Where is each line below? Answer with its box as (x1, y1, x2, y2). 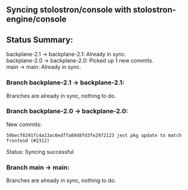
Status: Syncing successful (6, 148, 74, 155)
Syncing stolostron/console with (6, 5, 131, 15)
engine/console (6, 14, 67, 25)
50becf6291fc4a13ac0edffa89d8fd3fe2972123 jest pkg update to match (6, 132, 182, 138)
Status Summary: (6, 34, 74, 44)
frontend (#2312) (6, 138, 50, 144)
